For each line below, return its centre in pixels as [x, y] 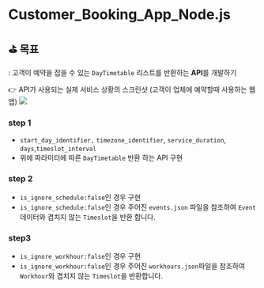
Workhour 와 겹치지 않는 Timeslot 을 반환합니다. [91, 275]
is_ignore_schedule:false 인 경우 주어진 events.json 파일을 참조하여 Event [138, 207]
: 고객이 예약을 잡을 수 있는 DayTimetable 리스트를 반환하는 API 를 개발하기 [123, 72]
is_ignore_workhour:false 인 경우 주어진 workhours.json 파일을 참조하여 [132, 266]
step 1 [20, 123]
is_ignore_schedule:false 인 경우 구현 [80, 197]
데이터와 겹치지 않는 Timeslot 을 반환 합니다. [88, 217]
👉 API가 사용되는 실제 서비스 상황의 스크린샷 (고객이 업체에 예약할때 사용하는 [128, 89]
